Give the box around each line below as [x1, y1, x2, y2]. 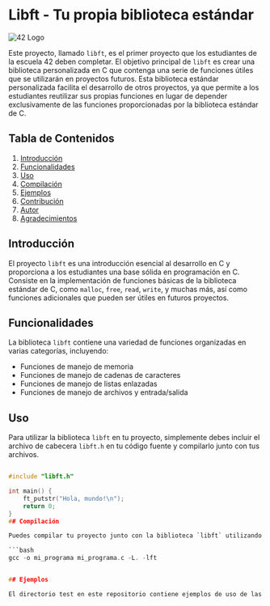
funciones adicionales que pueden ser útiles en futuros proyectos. [8, 293, 229, 303]
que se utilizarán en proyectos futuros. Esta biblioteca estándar [8, 74, 220, 83]
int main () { [8, 487, 53, 495]
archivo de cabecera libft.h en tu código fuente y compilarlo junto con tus [8, 441, 260, 451]
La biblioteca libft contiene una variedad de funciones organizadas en [8, 337, 247, 347]
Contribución [19, 196, 64, 206]
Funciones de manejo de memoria [19, 362, 134, 371]
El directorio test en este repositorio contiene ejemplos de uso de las [8, 590, 263, 598]
